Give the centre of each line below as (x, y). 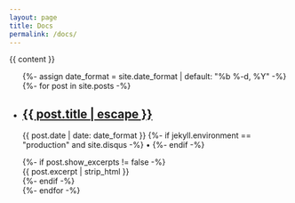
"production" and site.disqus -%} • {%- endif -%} (113, 145)
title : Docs (31, 26)
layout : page (33, 17)
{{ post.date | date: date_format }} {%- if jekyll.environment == (136, 135)
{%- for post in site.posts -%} (76, 86)
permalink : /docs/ (43, 34)
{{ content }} (32, 60)
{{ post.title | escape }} (87, 114)
